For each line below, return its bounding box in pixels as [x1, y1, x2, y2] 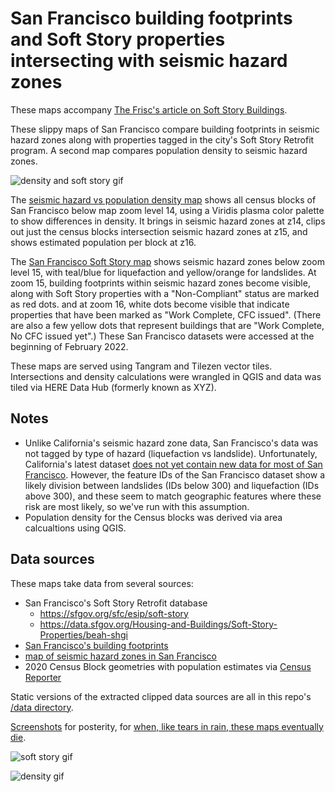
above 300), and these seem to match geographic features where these [24, 490, 322, 502]
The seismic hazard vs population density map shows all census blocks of [10, 193, 317, 206]
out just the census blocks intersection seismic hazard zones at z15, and [10, 225, 308, 237]
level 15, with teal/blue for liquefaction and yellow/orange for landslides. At [10, 266, 317, 278]
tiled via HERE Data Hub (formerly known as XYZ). [10, 381, 217, 393]
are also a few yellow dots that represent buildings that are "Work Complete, [10, 319, 325, 331]
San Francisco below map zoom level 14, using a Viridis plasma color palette [10, 204, 325, 216]
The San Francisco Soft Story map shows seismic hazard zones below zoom [10, 255, 325, 267]
